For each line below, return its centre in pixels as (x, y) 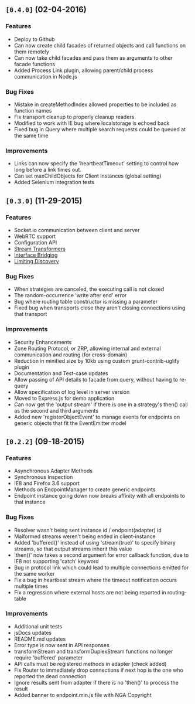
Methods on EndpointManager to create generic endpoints (85, 489)
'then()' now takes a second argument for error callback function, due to (101, 555)
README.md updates (40, 639)
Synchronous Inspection (43, 477)
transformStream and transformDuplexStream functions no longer (93, 651)
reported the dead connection (50, 676)
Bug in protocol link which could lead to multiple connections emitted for (101, 567)
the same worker (34, 573)
